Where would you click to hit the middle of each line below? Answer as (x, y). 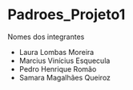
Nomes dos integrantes (46, 37)
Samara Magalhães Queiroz (65, 77)
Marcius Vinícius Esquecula (64, 61)
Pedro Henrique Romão (58, 68)
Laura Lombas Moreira (56, 52)
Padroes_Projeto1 (66, 15)
